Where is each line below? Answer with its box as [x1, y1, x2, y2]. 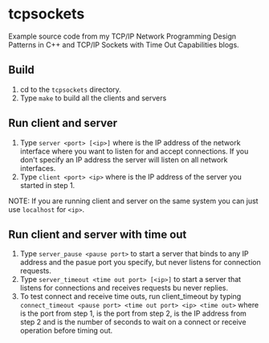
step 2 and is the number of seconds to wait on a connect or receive [19, 317, 247, 327]
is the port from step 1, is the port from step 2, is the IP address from [19, 308, 247, 318]
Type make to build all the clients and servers [19, 93, 167, 103]
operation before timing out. [19, 326, 113, 336]
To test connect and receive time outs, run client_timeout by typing [19, 292, 242, 301]
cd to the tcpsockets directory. [19, 84, 122, 94]
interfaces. [19, 163, 56, 173]
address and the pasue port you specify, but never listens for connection [19, 258, 261, 267]
